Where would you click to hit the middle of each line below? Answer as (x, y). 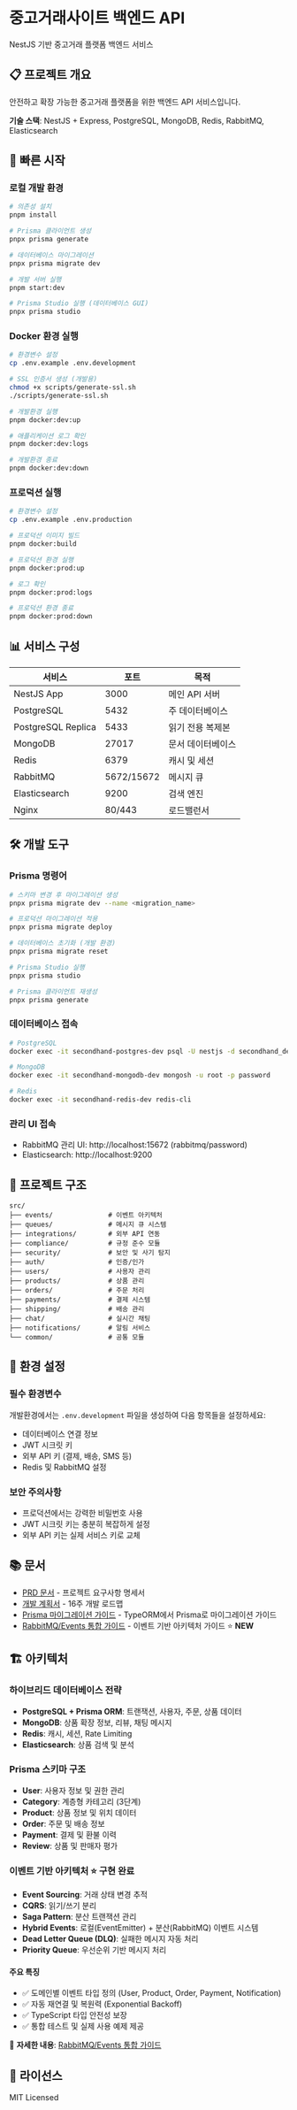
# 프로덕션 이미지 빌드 (45, 536)
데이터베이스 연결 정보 (60, 1433)
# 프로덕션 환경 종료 (42, 608)
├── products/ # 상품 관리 (77, 1281)
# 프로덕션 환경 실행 (42, 560)
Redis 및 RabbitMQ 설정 (64, 1467)
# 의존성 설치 (30, 207)
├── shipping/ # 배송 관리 (77, 1309)
